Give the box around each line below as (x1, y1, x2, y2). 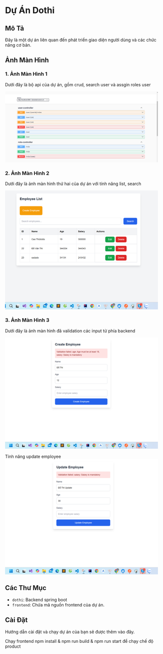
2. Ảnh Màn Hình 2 (5, 170, 49, 176)
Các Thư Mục (5, 584, 47, 592)
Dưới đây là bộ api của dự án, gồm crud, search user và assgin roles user (5, 81, 151, 87)
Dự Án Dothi (5, 5, 55, 16)
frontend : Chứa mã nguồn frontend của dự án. (12, 602, 105, 607)
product (5, 643, 21, 649)
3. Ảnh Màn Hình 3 (5, 317, 49, 324)
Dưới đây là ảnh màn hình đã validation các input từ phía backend (5, 327, 136, 334)
